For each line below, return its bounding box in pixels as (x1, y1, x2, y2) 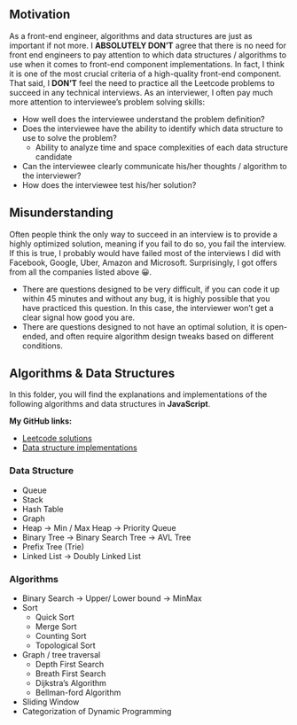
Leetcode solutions (21, 433, 93, 444)
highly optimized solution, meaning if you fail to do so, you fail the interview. (9, 238, 286, 249)
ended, (21, 331, 49, 341)
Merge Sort (35, 621, 77, 632)
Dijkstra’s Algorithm (35, 678, 106, 689)
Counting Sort (35, 631, 87, 642)
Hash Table (21, 503, 64, 514)
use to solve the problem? (21, 132, 117, 143)
